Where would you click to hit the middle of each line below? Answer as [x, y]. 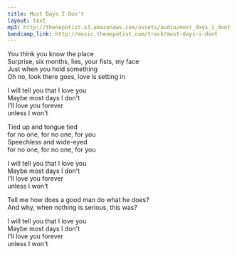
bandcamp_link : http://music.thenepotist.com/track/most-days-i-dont [113, 34]
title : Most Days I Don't [46, 14]
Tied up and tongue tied [43, 127]
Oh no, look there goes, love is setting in [67, 77]
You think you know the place [51, 54]
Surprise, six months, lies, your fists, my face [73, 62]
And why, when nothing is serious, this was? [72, 208]
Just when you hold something [53, 69]
